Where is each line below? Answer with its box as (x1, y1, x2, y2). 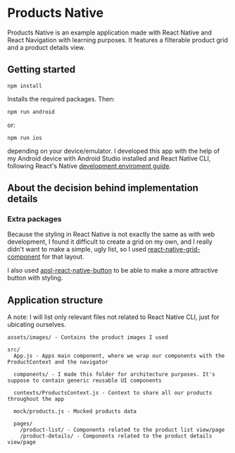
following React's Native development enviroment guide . (7, 161, 171, 170)
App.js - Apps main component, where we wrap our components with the (13, 352, 225, 360)
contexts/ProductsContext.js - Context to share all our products (13, 390, 212, 397)
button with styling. (7, 273, 63, 283)
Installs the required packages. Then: (7, 94, 115, 103)
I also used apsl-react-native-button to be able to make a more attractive (7, 266, 218, 275)
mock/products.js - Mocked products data (13, 408, 137, 415)
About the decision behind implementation (7, 182, 199, 194)
